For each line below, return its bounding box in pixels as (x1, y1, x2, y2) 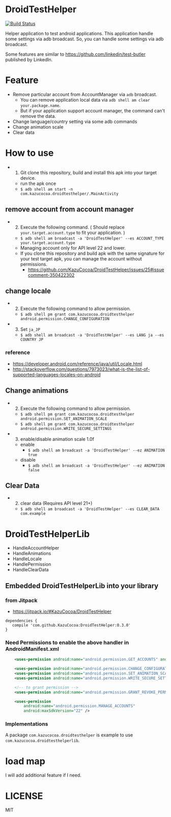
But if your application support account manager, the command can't (20, 107, 165, 113)
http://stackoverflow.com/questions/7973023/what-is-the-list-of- (12, 366, 150, 372)
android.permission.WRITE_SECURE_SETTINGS (20, 426, 112, 431)
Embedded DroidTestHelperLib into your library (5, 581, 159, 590)
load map (5, 755, 46, 767)
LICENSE (5, 790, 43, 802)
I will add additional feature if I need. (5, 772, 81, 778)
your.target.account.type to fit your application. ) (20, 229, 126, 235)
